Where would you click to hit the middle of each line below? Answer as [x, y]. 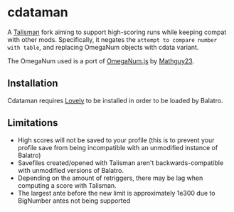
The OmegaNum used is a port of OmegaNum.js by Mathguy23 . [101, 60]
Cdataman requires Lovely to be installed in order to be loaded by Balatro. [115, 100]
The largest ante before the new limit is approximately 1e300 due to [116, 193]
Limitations [33, 123]
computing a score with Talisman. [67, 185]
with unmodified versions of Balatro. [71, 170]
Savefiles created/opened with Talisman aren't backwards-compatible [121, 163]
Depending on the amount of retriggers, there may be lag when [110, 178]
